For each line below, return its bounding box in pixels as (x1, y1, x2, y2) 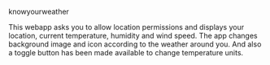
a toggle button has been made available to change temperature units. (8, 48, 244, 57)
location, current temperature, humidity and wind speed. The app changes (8, 31, 258, 40)
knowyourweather (8, 7, 69, 16)
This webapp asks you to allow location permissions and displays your (8, 22, 245, 31)
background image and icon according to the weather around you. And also (8, 39, 262, 49)
